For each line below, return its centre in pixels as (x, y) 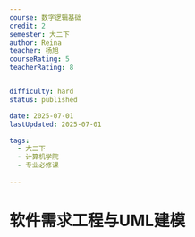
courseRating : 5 (39, 59)
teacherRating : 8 (42, 68)
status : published (43, 99)
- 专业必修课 (38, 165)
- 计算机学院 (38, 157)
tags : (19, 140)
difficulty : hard (42, 91)
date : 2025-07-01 (42, 116)
